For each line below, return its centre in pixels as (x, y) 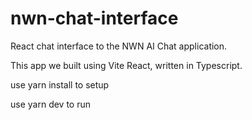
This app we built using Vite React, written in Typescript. (126, 65)
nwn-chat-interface (94, 18)
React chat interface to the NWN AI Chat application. (119, 46)
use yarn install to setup (60, 84)
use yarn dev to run (50, 104)
